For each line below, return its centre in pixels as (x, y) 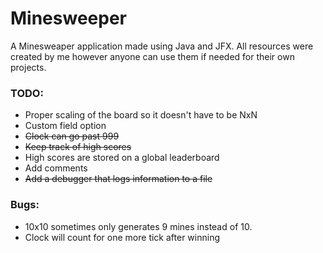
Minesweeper (68, 18)
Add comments (56, 168)
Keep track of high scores (78, 147)
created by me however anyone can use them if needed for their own (152, 56)
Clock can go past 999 (72, 136)
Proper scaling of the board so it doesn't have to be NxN (141, 115)
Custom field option (65, 126)
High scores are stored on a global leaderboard (122, 158)
